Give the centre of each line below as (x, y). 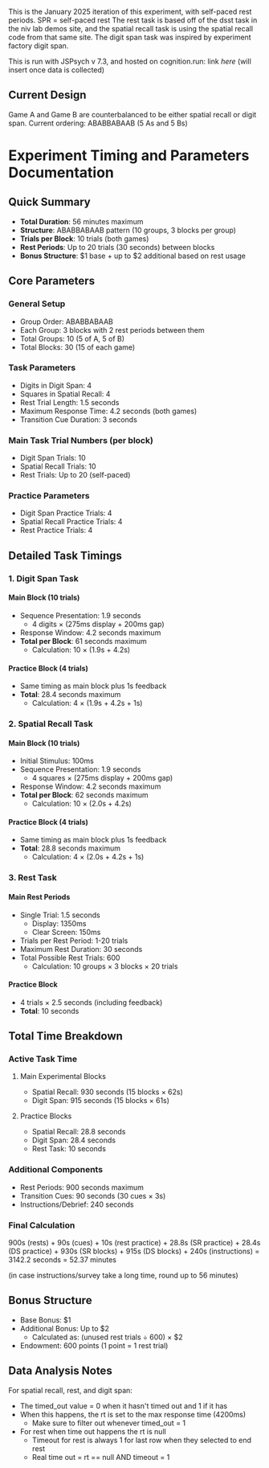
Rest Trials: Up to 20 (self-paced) (75, 475)
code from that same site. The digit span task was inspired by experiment (130, 37)
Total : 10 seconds (49, 1011)
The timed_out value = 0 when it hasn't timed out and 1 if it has (124, 1405)
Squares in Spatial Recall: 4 (65, 394)
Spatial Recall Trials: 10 (58, 466)
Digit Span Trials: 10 (53, 458)
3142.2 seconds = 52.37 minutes (62, 1260)
